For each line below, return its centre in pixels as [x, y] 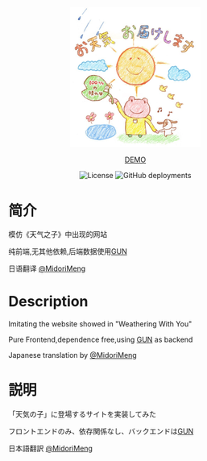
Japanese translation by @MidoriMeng [72, 355]
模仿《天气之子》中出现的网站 [58, 235]
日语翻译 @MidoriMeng [47, 268]
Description [48, 302]
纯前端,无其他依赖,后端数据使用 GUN [68, 251]
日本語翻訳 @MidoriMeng [50, 449]
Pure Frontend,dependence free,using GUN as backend [101, 340]
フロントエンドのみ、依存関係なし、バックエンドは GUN [101, 431]
